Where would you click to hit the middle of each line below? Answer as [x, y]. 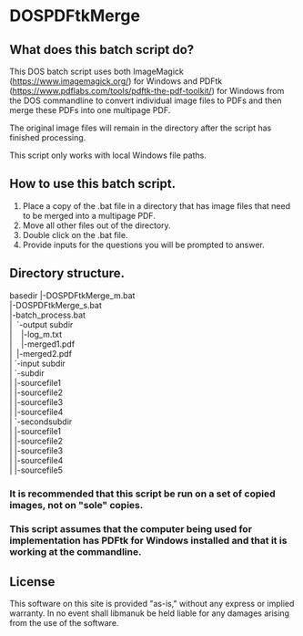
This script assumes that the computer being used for [131, 529]
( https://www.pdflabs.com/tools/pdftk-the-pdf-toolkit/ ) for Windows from [147, 91]
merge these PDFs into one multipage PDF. [90, 110]
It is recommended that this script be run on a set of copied [142, 494]
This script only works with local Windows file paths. [108, 155]
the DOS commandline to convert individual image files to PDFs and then [146, 100]
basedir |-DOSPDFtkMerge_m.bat [72, 295]
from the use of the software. [64, 623]
